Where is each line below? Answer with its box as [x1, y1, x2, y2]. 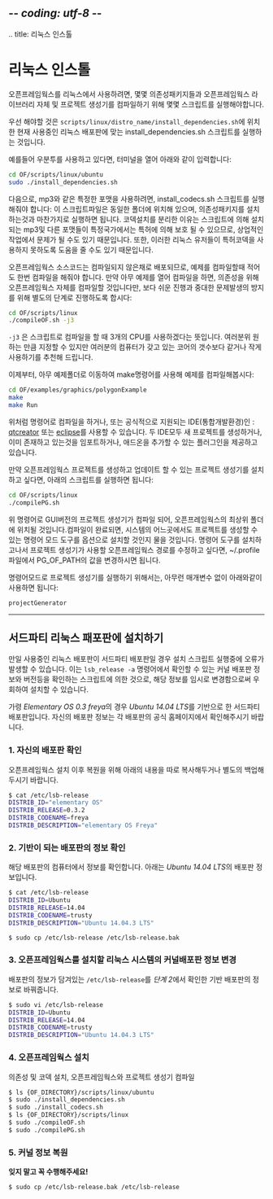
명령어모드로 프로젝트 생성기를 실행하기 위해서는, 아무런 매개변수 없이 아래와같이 [8, 572, 262, 582]
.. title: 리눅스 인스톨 [8, 28, 73, 39]
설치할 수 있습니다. [29, 685, 89, 694]
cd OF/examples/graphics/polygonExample [8, 386, 148, 394]
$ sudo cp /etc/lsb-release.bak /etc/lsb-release [8, 1184, 180, 1192]
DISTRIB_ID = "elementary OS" [8, 799, 104, 807]
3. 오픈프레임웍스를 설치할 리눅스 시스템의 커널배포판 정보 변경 [8, 954, 237, 965]
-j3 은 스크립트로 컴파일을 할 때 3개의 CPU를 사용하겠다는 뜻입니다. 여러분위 [8, 332, 251, 342]
